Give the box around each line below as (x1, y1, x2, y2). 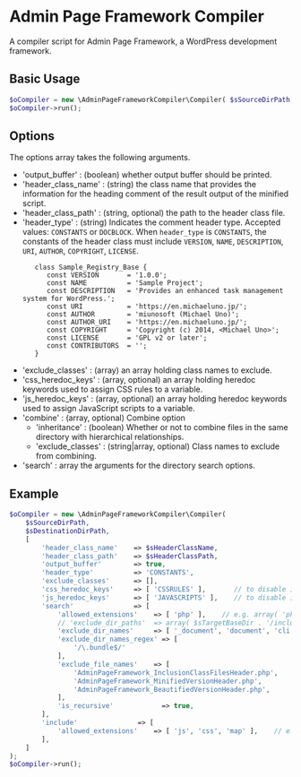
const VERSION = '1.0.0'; (46, 271, 168, 280)
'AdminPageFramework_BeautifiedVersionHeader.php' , (73, 685, 271, 694)
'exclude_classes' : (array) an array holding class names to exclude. (21, 365, 272, 376)
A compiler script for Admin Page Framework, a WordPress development (9, 36, 278, 47)
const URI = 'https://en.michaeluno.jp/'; (46, 302, 248, 311)
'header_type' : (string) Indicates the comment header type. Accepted (21, 217, 281, 228)
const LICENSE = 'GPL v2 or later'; (46, 333, 208, 342)
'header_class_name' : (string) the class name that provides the (21, 179, 257, 190)
